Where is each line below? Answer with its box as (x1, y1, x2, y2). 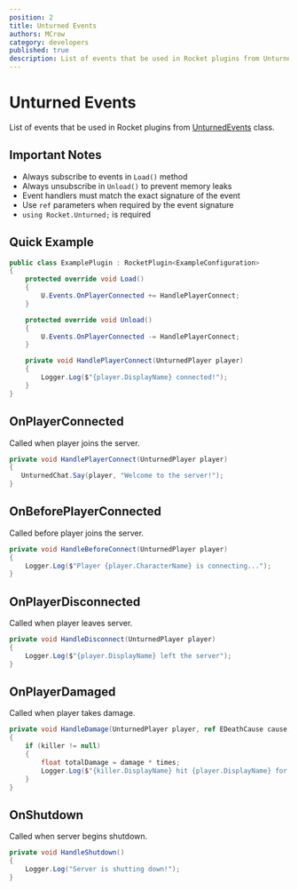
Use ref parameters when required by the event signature (21, 199, 234, 210)
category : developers (9, 37, 90, 47)
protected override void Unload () (25, 315, 153, 324)
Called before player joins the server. (9, 528, 145, 538)
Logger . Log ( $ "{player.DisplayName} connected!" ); (41, 373, 228, 382)
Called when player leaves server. (9, 618, 133, 629)
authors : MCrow (9, 29, 66, 38)
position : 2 (9, 12, 53, 22)
